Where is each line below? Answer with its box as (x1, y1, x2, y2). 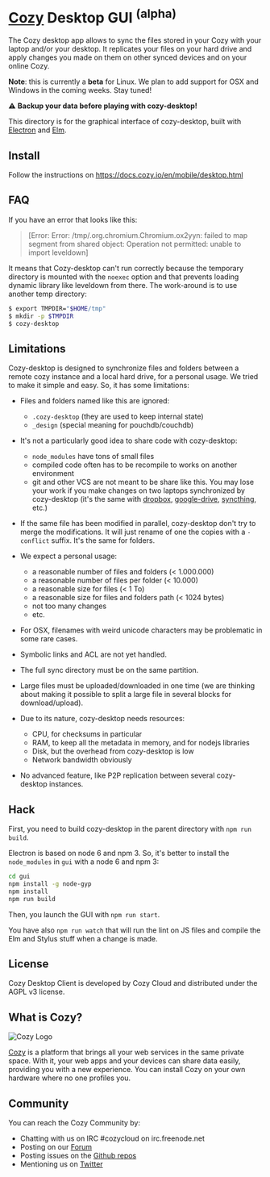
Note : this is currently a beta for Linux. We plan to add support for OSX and (8, 77, 260, 86)
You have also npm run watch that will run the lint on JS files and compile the (8, 925, 261, 935)
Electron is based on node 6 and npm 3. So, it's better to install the (8, 849, 230, 858)
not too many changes (31, 601, 107, 611)
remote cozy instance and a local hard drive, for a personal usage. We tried (8, 372, 259, 382)
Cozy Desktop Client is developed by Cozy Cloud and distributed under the (8, 979, 258, 988)
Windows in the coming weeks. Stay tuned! (8, 86, 152, 95)
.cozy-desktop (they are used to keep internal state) (31, 411, 204, 421)
